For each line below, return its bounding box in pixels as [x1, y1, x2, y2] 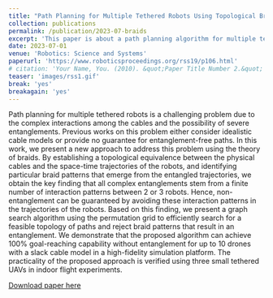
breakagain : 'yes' [8, 87, 71, 96]
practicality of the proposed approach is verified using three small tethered [8, 257, 260, 266]
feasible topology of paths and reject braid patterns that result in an [8, 222, 235, 231]
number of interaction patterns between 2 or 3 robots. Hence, [8, 188, 215, 197]
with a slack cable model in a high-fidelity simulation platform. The [8, 248, 232, 257]
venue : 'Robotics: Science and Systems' [8, 50, 148, 58]
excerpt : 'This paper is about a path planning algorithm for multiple [8, 34, 256, 43]
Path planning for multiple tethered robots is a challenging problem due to [8, 110, 255, 119]
